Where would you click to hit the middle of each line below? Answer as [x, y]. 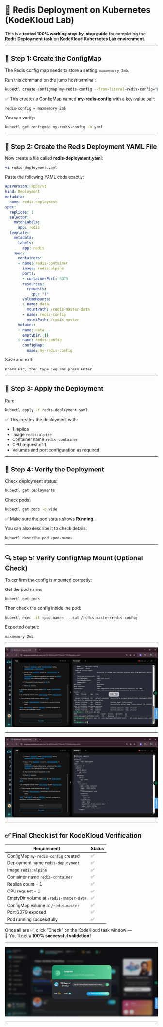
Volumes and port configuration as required [56, 450]
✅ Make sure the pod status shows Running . [50, 519]
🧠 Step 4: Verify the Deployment [55, 470]
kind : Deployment [23, 192]
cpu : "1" [40, 294]
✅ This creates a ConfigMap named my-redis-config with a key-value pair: [80, 99]
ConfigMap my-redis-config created [43, 856]
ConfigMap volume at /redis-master [43, 905]
